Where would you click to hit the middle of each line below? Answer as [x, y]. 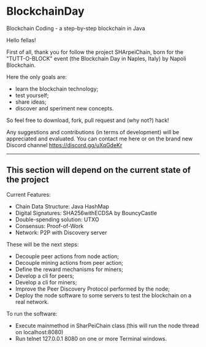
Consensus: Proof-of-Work [49, 226]
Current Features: [29, 194]
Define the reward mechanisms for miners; [69, 269]
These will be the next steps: [43, 244]
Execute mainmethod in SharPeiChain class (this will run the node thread [107, 326]
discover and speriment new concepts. [64, 108]
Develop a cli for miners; [46, 282]
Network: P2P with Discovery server [61, 232]
